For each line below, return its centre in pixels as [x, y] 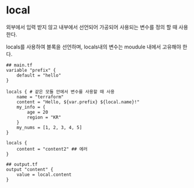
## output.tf [22, 164]
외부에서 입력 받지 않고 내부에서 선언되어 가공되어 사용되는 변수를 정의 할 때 [92, 27]
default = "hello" [39, 75]
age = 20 [38, 112]
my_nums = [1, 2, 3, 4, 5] [49, 127]
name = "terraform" [40, 97]
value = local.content [44, 175]
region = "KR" [44, 117]
